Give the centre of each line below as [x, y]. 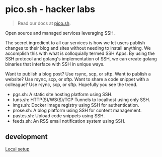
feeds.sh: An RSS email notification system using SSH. [69, 121]
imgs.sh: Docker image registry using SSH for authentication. [76, 105]
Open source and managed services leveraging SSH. [60, 33]
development [26, 137]
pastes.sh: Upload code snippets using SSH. [59, 115]
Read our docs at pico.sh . [44, 23]
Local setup [17, 149]
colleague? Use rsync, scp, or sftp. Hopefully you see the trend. [71, 85]
